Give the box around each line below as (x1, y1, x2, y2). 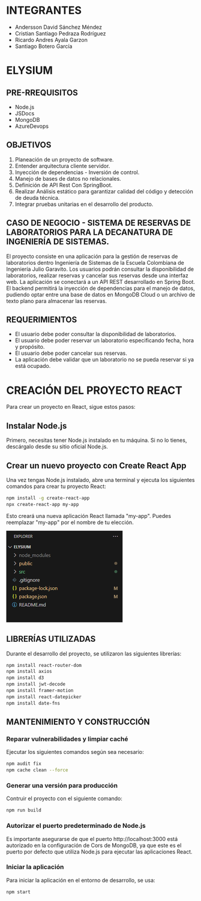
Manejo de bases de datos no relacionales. (14, 175, 121, 182)
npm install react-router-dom (6, 662, 82, 668)
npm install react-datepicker (6, 694, 82, 700)
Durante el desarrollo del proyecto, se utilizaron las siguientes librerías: (6, 649, 182, 657)
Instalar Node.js (6, 421, 67, 431)
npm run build (6, 807, 42, 813)
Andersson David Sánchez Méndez (14, 23, 103, 31)
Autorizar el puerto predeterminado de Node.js (6, 822, 146, 830)
